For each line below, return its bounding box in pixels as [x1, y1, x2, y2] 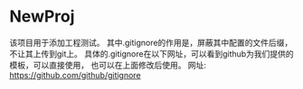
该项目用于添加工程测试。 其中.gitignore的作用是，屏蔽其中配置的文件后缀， [9, 37, 293, 48]
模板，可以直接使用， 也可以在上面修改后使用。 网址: [9, 59, 206, 70]
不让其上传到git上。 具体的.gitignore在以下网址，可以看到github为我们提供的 [9, 48, 294, 59]
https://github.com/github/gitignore [9, 69, 142, 80]
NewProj [9, 6, 75, 27]
